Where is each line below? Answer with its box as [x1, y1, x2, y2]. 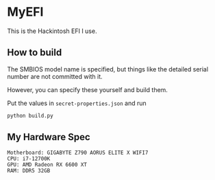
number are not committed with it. [7, 72, 103, 80]
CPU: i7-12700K [7, 155, 51, 162]
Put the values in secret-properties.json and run [7, 99, 147, 107]
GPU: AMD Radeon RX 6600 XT [7, 161, 88, 168]
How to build [7, 47, 62, 58]
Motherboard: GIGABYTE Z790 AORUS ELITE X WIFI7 [7, 149, 149, 157]
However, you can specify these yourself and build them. [7, 85, 168, 93]
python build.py [7, 112, 53, 119]
